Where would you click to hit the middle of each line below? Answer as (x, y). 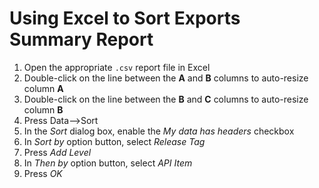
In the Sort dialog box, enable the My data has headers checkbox (159, 131)
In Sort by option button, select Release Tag (114, 141)
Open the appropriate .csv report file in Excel (117, 67)
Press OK (43, 173)
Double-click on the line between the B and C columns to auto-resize (166, 99)
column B (43, 109)
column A (43, 88)
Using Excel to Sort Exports (125, 18)
